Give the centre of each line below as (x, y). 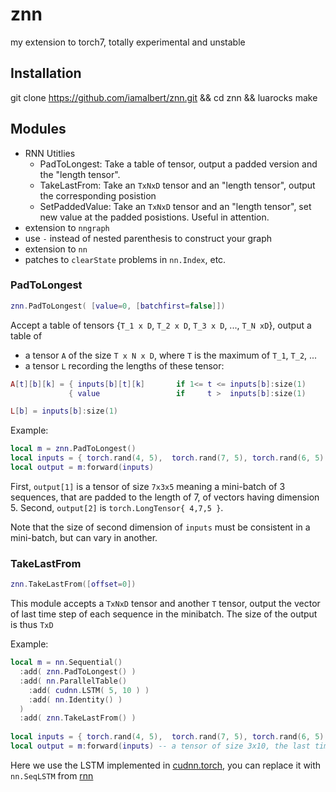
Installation (46, 73)
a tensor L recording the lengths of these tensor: (124, 365)
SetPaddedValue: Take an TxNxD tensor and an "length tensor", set (175, 206)
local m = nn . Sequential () (66, 663)
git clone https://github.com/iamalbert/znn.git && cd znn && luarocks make (164, 97)
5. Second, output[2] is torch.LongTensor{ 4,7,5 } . (117, 507)
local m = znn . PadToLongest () (73, 449)
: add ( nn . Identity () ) (75, 699)
